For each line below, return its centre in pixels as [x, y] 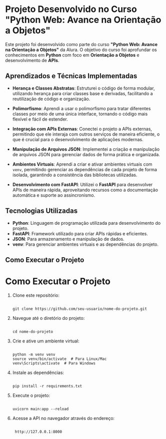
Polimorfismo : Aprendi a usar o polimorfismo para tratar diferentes [81, 108]
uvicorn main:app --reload [40, 409]
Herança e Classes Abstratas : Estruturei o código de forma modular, [83, 88]
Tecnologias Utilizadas [41, 211]
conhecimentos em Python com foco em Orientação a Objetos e [72, 55]
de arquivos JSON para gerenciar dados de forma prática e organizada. [86, 154]
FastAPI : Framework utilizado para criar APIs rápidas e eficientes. [80, 233]
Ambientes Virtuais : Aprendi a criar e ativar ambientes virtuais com [82, 164]
